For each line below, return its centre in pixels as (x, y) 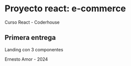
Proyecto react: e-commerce (65, 9)
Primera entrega (30, 38)
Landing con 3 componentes (34, 49)
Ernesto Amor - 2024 (26, 59)
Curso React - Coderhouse (32, 22)
